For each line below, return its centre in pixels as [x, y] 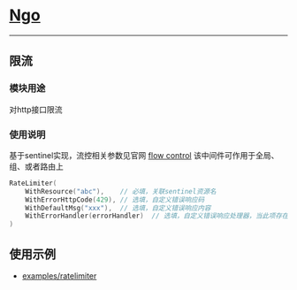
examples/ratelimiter [59, 276]
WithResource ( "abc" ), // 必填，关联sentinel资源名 [121, 191]
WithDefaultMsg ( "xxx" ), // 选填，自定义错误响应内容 [118, 208]
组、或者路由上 [36, 166]
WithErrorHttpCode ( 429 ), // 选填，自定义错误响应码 [115, 200]
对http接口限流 [36, 109]
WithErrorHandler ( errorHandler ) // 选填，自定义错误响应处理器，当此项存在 [157, 216]
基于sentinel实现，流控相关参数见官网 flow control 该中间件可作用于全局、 [144, 155]
